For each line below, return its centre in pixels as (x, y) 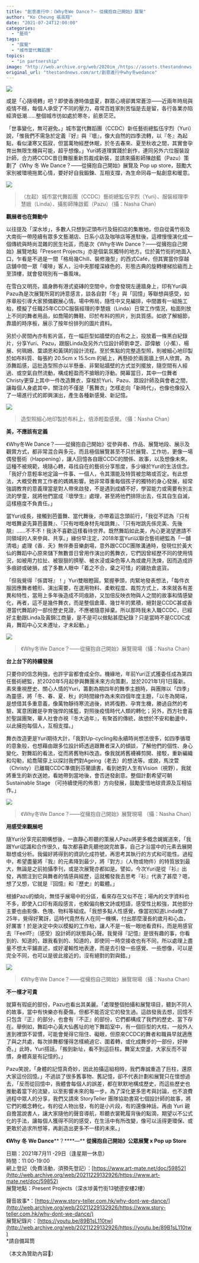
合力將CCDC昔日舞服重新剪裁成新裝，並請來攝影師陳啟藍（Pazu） (103, 158)
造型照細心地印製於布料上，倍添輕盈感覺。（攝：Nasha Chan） (97, 419)
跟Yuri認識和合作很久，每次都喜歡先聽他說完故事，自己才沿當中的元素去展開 (99, 847)
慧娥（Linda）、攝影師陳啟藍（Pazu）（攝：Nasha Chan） (90, 204)
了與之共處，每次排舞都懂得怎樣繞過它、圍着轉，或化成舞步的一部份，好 (94, 1042)
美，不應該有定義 (27, 432)
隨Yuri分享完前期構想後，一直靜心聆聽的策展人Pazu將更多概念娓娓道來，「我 (99, 839)
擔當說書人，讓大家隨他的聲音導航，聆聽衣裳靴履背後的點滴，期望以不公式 (102, 1114)
